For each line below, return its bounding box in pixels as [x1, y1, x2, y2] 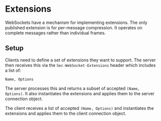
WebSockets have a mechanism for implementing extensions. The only [5, 20, 148, 25]
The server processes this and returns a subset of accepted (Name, [5, 85, 140, 91]
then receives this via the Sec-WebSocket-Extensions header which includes [5, 62, 156, 68]
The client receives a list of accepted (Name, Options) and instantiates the [5, 105, 154, 111]
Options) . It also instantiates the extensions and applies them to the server [5, 90, 155, 96]
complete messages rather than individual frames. [5, 30, 106, 36]
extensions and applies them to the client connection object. [5, 110, 126, 116]
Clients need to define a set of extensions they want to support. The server [5, 57, 156, 63]
